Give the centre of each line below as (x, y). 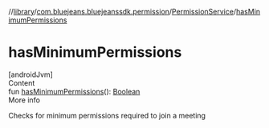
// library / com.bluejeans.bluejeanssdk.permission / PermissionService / (122, 12)
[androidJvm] (31, 74)
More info (24, 100)
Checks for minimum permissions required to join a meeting (107, 115)
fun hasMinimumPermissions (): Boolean (74, 91)
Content (22, 82)
